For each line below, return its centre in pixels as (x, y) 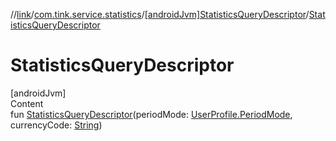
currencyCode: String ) (56, 125)
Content (27, 103)
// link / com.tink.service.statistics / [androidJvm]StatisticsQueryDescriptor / (160, 14)
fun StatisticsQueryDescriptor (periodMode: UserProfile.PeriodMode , (151, 114)
